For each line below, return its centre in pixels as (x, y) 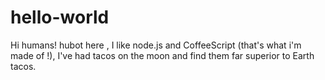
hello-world (60, 17)
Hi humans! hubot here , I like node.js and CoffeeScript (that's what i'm (156, 45)
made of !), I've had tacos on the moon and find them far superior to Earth (162, 55)
